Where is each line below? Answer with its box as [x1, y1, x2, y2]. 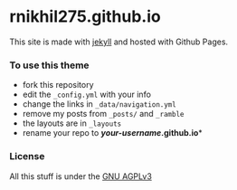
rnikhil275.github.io [9, 6, 161, 27]
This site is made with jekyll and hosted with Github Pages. [9, 36, 229, 47]
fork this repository [22, 80, 94, 90]
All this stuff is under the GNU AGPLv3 [9, 170, 152, 182]
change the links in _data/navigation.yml [22, 99, 176, 109]
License [9, 150, 45, 163]
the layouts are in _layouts [22, 118, 122, 128]
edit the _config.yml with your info [22, 89, 152, 100]
